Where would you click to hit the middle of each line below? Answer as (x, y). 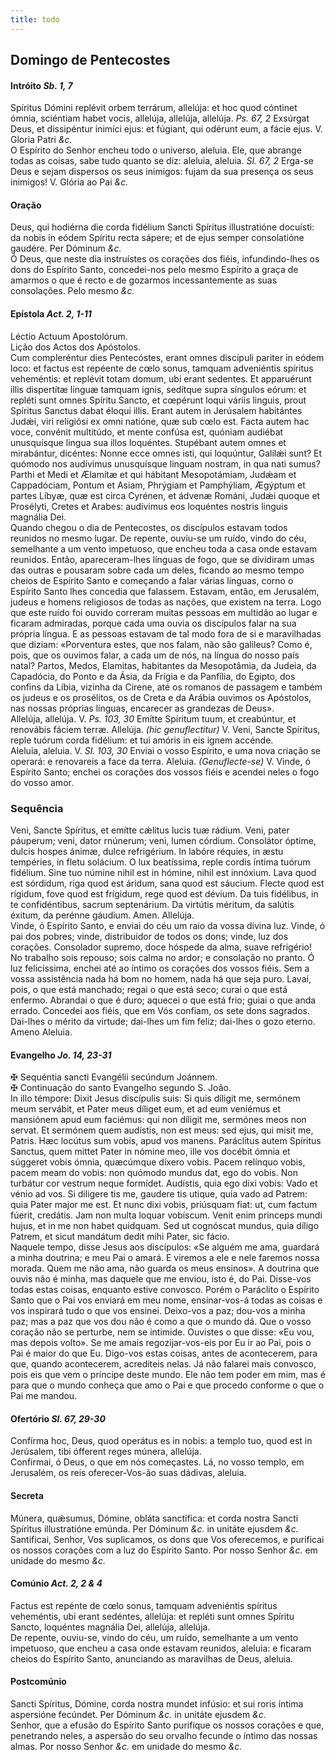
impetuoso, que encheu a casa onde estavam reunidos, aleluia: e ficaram (161, 1648)
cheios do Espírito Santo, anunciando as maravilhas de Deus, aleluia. (152, 1658)
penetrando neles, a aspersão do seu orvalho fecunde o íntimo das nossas (164, 1735)
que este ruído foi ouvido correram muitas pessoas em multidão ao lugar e (164, 612)
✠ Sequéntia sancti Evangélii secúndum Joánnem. (114, 1077)
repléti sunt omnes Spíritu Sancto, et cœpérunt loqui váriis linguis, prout (158, 400)
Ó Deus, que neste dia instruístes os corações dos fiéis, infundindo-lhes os (165, 259)
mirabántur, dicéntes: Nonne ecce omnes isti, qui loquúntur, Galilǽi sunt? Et (166, 453)
